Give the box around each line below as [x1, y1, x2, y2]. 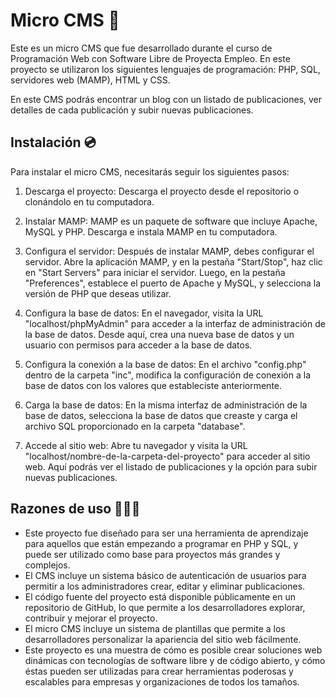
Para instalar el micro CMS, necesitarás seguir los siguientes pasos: [10, 165, 290, 178]
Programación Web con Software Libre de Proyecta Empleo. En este [10, 52, 291, 64]
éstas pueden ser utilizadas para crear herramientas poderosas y [24, 665, 294, 677]
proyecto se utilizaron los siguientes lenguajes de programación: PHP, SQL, [10, 63, 321, 75]
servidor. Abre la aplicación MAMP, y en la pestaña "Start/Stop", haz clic [24, 255, 323, 268]
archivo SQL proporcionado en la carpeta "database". [24, 420, 246, 432]
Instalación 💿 [10, 134, 97, 151]
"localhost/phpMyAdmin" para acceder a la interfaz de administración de [24, 317, 326, 329]
